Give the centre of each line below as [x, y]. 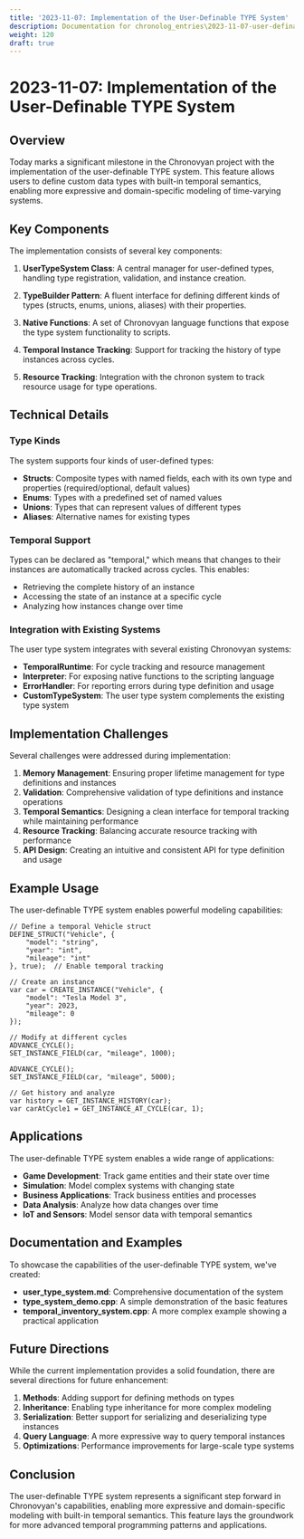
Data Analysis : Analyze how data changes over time [120, 1204]
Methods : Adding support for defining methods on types [128, 1398]
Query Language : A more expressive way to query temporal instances [154, 1437]
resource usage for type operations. [90, 387]
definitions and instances [69, 783]
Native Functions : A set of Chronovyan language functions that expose [156, 323]
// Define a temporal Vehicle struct [81, 926]
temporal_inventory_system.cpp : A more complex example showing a [155, 1311]
